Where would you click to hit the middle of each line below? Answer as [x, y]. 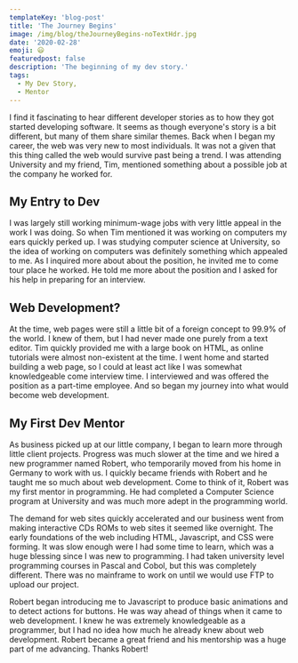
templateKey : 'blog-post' [57, 17]
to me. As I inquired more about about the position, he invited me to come [144, 261]
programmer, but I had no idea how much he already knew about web [137, 630]
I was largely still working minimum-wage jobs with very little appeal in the [145, 223]
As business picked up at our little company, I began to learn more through [146, 444]
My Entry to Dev [55, 201]
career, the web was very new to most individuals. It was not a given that [142, 145]
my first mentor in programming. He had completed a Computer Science [141, 491]
